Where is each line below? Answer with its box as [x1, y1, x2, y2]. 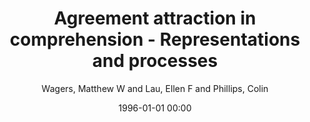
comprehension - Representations [9, 28, 301, 51]
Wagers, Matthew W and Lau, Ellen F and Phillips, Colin [41, 82, 269, 94]
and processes [91, 50, 219, 72]
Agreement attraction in [53, 7, 257, 30]
